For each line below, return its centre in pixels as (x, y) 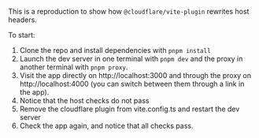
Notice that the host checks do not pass (84, 101)
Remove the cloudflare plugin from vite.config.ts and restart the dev (129, 109)
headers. (22, 20)
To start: (22, 35)
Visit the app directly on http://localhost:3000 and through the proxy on (135, 75)
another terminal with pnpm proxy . (74, 67)
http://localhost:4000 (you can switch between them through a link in (132, 84)
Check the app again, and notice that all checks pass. (106, 126)
